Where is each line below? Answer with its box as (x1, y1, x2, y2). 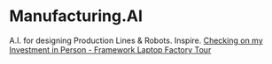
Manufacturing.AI (9, 6, 144, 26)
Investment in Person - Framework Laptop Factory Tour (9, 44, 212, 54)
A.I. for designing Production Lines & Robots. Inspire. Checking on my (9, 35, 263, 46)
